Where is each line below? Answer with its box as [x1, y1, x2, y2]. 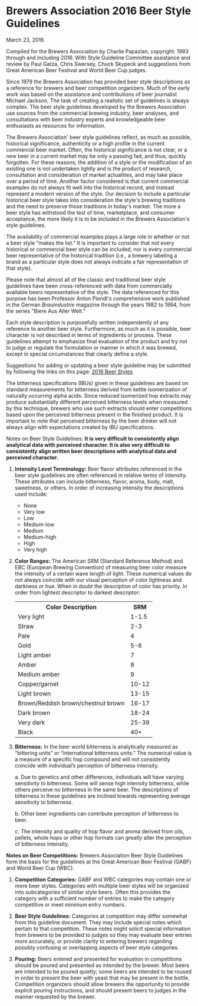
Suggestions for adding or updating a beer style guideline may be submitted [6, 362, 191, 369]
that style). [6, 265, 32, 272]
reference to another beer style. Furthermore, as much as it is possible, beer [6, 325, 192, 332]
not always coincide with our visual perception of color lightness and [14, 576, 182, 583]
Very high [23, 546, 47, 553]
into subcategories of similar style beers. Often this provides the [14, 888, 171, 895]
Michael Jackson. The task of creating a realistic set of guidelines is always [6, 96, 190, 104]
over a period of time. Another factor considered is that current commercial [6, 178, 189, 185]
